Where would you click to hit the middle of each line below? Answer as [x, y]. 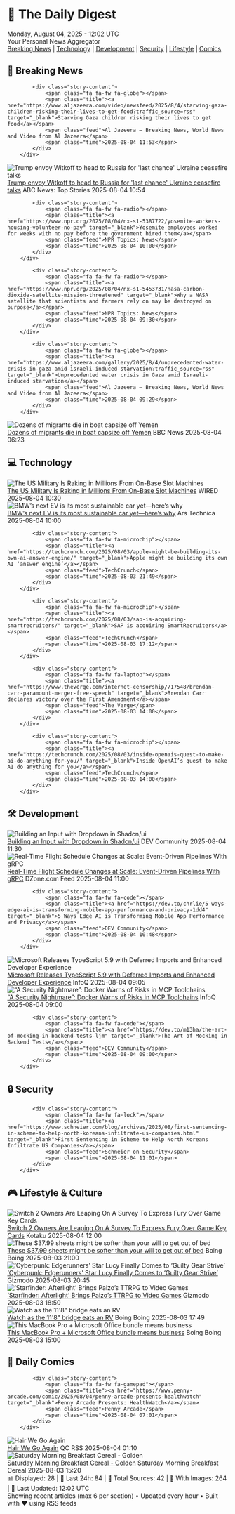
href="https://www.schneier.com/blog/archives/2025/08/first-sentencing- [117, 1127]
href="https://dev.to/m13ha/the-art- [172, 1030]
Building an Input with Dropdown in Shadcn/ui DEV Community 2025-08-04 [117, 841]
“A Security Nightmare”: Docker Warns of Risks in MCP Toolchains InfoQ [112, 997]
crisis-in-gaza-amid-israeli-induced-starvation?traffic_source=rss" [111, 369]
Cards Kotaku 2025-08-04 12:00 [55, 1236]
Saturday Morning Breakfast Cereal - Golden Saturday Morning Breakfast [113, 1463]
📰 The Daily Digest [62, 14]
